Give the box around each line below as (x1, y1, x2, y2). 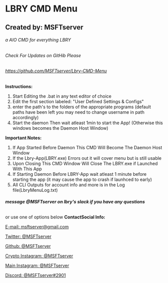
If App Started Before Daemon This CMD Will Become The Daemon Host (12, 145, 162, 150)
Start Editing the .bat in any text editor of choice (12, 93, 112, 99)
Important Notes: (5, 135, 42, 141)
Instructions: (5, 84, 33, 89)
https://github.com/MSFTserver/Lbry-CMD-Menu (5, 68, 107, 74)
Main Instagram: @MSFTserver (5, 262, 69, 268)
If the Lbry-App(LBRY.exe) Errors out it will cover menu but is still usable (12, 155, 162, 161)
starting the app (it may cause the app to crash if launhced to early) (12, 176, 152, 182)
